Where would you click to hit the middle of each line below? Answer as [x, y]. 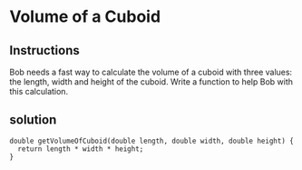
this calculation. [39, 91]
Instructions [44, 50]
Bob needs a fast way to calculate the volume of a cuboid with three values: [151, 72]
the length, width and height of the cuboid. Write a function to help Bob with [151, 82]
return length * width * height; [81, 149]
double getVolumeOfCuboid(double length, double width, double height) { [152, 141]
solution [33, 120]
